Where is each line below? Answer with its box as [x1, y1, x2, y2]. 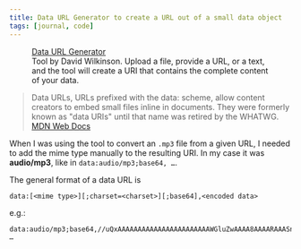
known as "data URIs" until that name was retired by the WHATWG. [30, 111, 279, 122]
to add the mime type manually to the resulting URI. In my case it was [9, 147, 265, 158]
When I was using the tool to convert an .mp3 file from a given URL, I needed [9, 138, 291, 149]
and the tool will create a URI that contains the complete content [31, 64, 269, 76]
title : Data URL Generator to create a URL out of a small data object [9, 13, 282, 22]
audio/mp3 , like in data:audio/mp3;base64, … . [9, 157, 177, 167]
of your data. [31, 74, 79, 85]
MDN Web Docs [30, 120, 91, 131]
